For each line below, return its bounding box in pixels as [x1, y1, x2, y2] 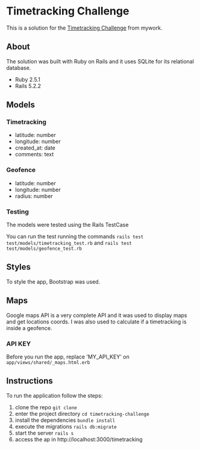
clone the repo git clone [14, 403, 77, 411]
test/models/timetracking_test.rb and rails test [6, 240, 133, 247]
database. [6, 64, 31, 71]
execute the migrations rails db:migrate [14, 422, 117, 430]
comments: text [14, 151, 54, 158]
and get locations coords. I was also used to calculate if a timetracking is [6, 318, 187, 325]
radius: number [14, 192, 53, 200]
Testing [6, 207, 29, 215]
